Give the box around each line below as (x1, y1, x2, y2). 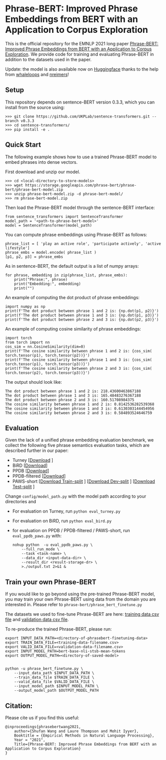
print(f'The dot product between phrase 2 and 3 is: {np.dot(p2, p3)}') (5, 317, 159, 322)
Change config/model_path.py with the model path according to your (5, 493, 147, 499)
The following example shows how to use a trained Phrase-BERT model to (5, 154, 157, 160)
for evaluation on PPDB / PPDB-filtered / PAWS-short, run (12, 528, 130, 534)
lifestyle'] (5, 245, 30, 250)
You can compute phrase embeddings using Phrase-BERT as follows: (5, 231, 148, 237)
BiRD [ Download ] (12, 462, 48, 468)
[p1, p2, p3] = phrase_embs (5, 254, 64, 259)
